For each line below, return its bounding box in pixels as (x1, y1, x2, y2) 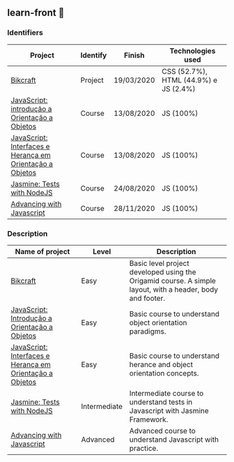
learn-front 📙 (7, 7, 65, 19)
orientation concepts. (129, 368, 200, 378)
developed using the (129, 267, 196, 276)
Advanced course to (129, 426, 196, 435)
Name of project (15, 246, 70, 256)
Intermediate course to (129, 388, 204, 398)
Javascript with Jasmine (129, 405, 209, 415)
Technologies (169, 46, 216, 56)
